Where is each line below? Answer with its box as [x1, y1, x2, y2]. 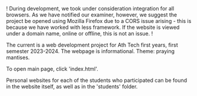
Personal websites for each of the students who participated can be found [6, 77, 188, 84]
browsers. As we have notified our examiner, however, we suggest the [6, 11, 177, 18]
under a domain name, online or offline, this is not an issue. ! [6, 30, 153, 37]
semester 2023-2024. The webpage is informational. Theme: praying [6, 48, 175, 55]
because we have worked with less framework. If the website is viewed [6, 24, 180, 31]
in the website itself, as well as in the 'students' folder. [6, 83, 138, 90]
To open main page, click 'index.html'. [6, 65, 99, 72]
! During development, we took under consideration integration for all [6, 5, 175, 12]
